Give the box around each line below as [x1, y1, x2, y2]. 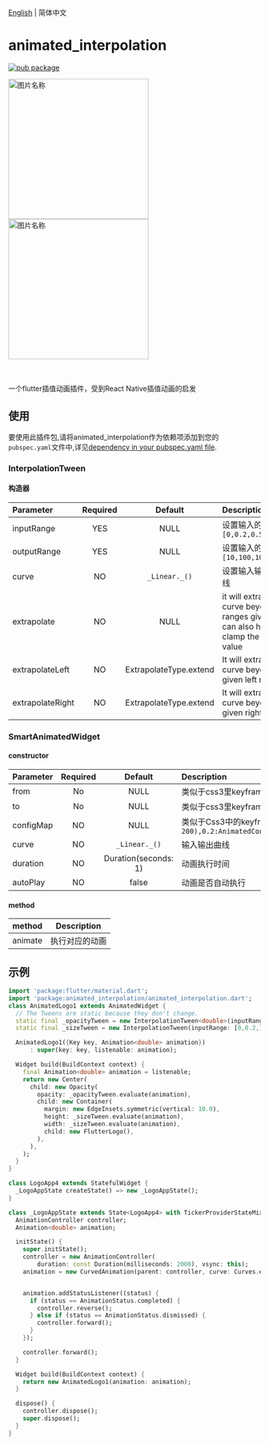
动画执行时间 [181, 859, 230, 869]
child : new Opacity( [29, 1083, 98, 1091]
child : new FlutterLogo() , [43, 1127, 134, 1136]
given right [222, 706, 263, 718]
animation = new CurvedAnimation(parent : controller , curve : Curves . [22, 1267, 260, 1276]
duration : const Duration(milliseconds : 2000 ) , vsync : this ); [37, 1261, 249, 1269]
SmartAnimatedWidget [8, 731, 101, 742]
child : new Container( [37, 1097, 113, 1106]
